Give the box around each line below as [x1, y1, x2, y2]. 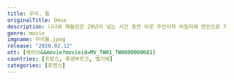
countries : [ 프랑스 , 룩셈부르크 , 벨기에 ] [7, 56, 114, 63]
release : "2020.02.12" [7, 42, 73, 49]
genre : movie [7, 29, 45, 37]
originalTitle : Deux [7, 17, 68, 24]
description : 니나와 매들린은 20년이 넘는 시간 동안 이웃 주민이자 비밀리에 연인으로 [7, 23, 221, 30]
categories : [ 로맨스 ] [7, 62, 66, 69]
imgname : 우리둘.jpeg [7, 36, 66, 43]
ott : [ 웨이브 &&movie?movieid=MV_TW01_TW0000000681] [7, 49, 156, 56]
